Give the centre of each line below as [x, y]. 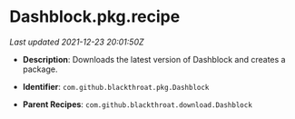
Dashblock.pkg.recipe [95, 17]
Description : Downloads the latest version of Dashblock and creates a [154, 59]
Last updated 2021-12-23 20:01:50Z [77, 42]
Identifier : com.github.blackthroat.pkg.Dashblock [116, 86]
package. [40, 69]
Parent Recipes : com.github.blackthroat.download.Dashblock [137, 104]
